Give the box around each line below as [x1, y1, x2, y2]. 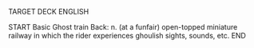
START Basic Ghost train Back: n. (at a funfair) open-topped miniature [8, 22, 238, 31]
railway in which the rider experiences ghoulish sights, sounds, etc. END [8, 31, 246, 40]
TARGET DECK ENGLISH [8, 7, 89, 16]
